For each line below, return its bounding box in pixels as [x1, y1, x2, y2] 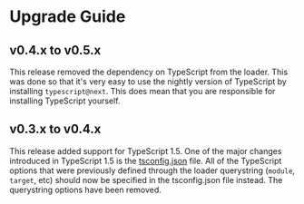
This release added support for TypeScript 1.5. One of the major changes [9, 145, 282, 156]
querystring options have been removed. [9, 184, 162, 195]
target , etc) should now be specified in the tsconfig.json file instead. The [9, 174, 283, 185]
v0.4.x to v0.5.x [9, 43, 102, 58]
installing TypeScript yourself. [9, 95, 121, 106]
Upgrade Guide [9, 6, 126, 27]
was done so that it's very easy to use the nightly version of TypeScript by [9, 76, 288, 87]
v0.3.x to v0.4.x [9, 121, 102, 137]
